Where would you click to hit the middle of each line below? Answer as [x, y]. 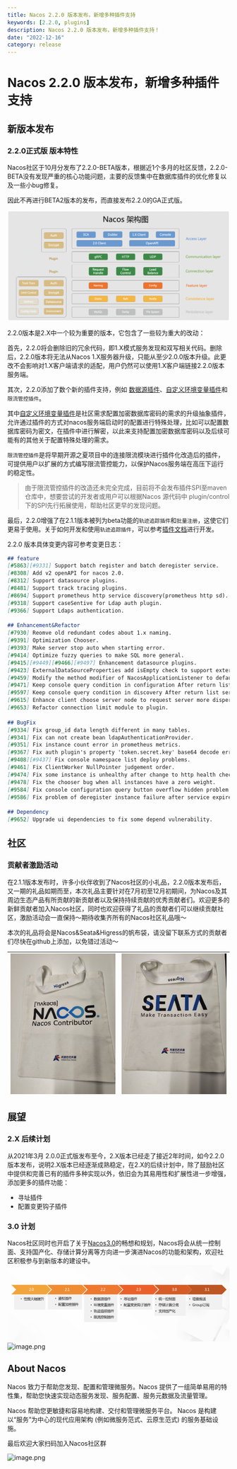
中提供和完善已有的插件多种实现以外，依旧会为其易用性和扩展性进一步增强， [119, 1173]
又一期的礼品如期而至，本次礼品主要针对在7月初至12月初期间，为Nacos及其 [117, 891]
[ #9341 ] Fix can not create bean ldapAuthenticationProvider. [101, 737]
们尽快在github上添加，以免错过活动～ [63, 941]
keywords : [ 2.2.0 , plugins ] [49, 22]
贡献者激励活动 [33, 865]
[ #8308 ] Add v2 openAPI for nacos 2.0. [66, 573]
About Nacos [37, 1369]
